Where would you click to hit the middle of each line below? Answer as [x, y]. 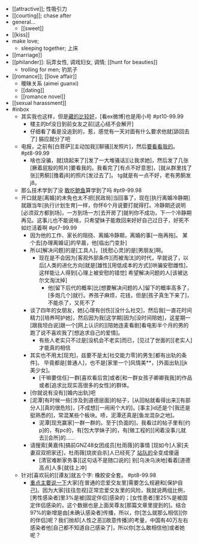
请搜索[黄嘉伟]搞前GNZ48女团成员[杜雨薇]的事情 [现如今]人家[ [107, 445]
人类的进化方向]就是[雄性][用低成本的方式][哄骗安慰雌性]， [118, 265]
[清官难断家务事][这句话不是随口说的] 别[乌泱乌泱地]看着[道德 [115, 460]
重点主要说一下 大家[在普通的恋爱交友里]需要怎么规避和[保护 [104, 483]
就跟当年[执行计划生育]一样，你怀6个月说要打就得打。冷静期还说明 [103, 205]
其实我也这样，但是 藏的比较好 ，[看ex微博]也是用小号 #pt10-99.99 [102, 116]
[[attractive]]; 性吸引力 [40, 9]
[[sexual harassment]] [39, 103]
